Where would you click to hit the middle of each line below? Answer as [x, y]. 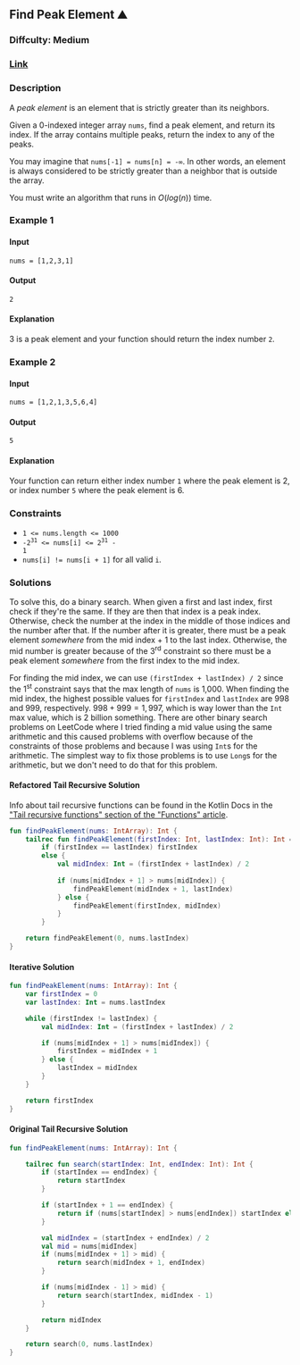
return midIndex [71, 1320]
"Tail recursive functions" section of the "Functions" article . [119, 814]
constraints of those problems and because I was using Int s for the [133, 746]
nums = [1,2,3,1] [42, 261]
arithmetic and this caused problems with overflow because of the [131, 736]
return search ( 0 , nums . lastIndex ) [89, 1344]
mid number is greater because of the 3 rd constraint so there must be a [140, 650]
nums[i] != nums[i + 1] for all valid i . [92, 559]
